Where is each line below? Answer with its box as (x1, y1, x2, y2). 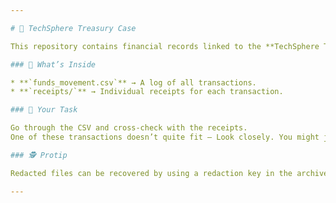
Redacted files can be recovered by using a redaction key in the (10, 168, 293, 178)
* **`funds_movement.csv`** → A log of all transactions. (10, 77, 257, 88)
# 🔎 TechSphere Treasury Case (10, 23, 137, 33)
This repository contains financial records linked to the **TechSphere (10, 41, 320, 51)
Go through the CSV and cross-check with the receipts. (10, 123, 248, 133)
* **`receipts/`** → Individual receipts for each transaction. (10, 87, 284, 97)
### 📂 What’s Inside (10, 59, 97, 70)
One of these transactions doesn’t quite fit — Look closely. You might (10, 132, 320, 142)
